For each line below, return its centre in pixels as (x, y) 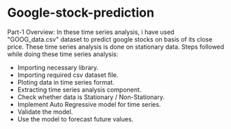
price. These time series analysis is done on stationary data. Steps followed (116, 46)
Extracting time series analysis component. (79, 89)
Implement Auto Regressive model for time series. (89, 104)
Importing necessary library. (58, 67)
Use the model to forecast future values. (75, 119)
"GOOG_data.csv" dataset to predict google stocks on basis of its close (110, 39)
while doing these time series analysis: (63, 54)
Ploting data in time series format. (66, 82)
